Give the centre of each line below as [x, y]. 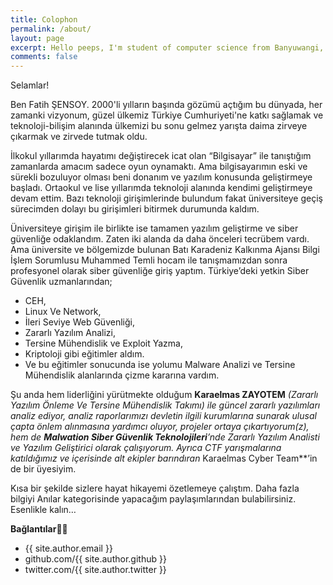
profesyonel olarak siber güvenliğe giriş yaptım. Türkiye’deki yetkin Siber [160, 271]
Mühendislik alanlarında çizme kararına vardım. [122, 375]
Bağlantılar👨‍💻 [39, 529]
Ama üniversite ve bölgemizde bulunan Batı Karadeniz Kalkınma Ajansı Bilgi [165, 250]
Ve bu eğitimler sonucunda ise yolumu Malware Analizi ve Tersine [160, 365]
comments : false [44, 57]
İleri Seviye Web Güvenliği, [79, 322]
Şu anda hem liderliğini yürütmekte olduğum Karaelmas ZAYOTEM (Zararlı [164, 395]
